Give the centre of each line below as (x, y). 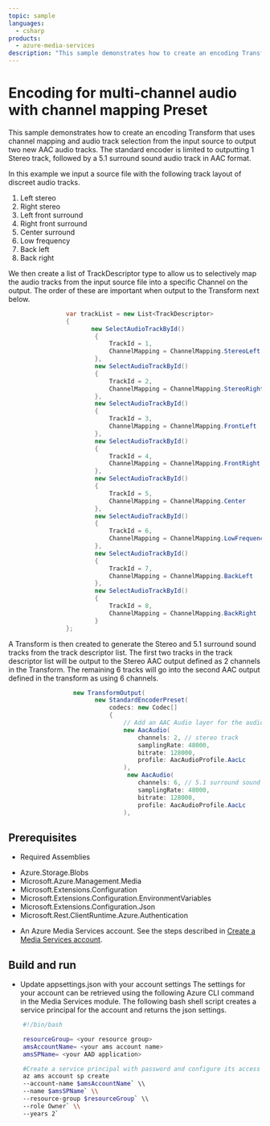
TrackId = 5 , (131, 493)
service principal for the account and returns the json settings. (123, 1010)
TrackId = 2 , (131, 381)
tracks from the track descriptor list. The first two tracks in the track (121, 652)
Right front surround (53, 223)
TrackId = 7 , (131, 569)
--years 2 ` (41, 1114)
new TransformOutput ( (109, 693)
